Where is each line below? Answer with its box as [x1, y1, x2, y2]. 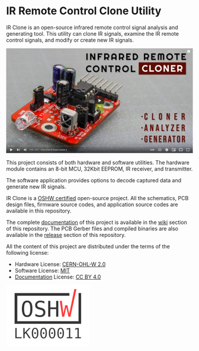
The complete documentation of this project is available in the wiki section [6, 219, 188, 226]
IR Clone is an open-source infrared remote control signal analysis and [6, 24, 178, 31]
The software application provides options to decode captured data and [6, 176, 182, 184]
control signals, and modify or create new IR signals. [6, 36, 134, 43]
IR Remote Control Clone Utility [6, 4, 162, 18]
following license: [6, 249, 49, 256]
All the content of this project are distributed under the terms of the [6, 242, 170, 250]
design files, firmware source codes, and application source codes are [6, 201, 178, 208]
